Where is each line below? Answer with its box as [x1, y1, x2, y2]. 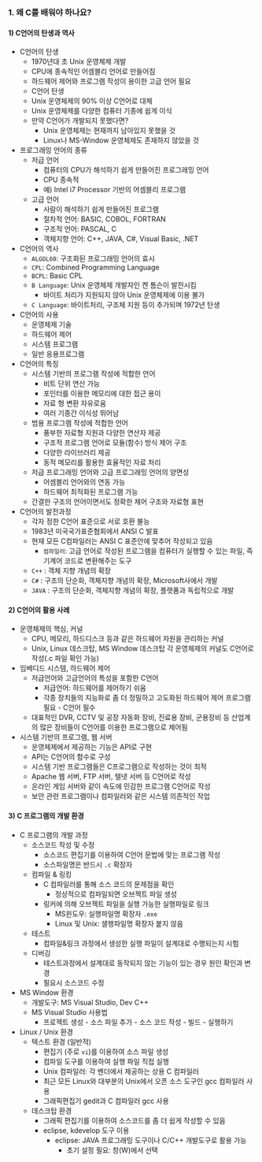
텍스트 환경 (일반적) [31, 1037, 92, 1046]
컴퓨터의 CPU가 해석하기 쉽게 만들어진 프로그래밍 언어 [42, 165, 209, 175]
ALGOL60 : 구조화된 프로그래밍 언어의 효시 [31, 254, 155, 263]
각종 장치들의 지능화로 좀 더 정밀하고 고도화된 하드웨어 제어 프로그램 [42, 693, 252, 703]
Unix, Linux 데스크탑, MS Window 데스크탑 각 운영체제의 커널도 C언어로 [31, 644, 254, 653]
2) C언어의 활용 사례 [8, 605, 70, 614]
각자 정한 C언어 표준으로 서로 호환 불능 [31, 517, 150, 526]
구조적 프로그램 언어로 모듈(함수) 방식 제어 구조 [42, 438, 187, 447]
